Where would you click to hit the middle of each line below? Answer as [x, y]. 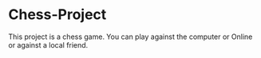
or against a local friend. [48, 44]
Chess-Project [57, 15]
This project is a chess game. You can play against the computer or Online [130, 37]
